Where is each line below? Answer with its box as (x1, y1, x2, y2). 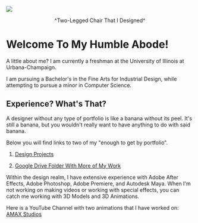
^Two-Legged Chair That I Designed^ (54, 17, 146, 24)
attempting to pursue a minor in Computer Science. (6, 81, 132, 89)
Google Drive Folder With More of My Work (14, 162, 121, 169)
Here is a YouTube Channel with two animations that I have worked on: (6, 204, 179, 211)
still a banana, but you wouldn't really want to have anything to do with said (6, 121, 191, 128)
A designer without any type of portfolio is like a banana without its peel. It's (6, 114, 192, 122)
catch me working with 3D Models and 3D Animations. (6, 193, 140, 200)
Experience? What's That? (6, 99, 107, 109)
